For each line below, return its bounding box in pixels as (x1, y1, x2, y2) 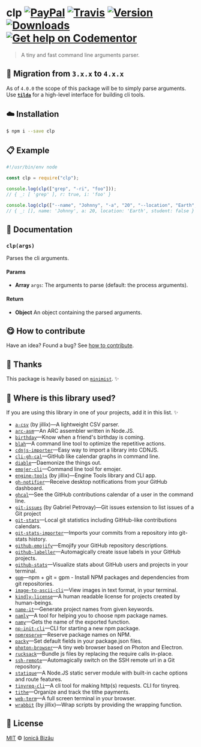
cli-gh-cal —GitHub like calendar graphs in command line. (14, 453, 160, 460)
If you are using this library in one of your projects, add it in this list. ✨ (6, 409, 179, 416)
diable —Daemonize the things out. (14, 459, 102, 466)
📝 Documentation (6, 224, 73, 234)
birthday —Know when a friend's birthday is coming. (14, 433, 145, 441)
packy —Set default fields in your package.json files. (14, 637, 143, 644)
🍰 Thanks (6, 359, 43, 369)
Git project (14, 510, 41, 517)
